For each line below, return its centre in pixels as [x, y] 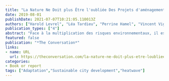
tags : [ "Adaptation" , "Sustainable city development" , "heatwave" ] [75, 71]
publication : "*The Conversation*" [43, 43]
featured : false [22, 38]
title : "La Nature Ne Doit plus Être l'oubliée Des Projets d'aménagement [85, 10]
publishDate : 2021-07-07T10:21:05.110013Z [50, 19]
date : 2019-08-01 [23, 15]
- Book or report [23, 66]
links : [12, 47]
